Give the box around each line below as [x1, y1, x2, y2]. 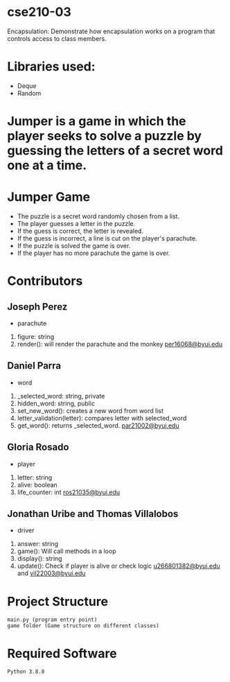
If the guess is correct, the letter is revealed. [17, 227, 144, 235]
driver [17, 526, 35, 534]
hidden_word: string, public [17, 399, 96, 408]
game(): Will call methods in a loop [17, 547, 116, 555]
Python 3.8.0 [7, 668, 45, 676]
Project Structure [7, 593, 109, 609]
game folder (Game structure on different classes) [7, 622, 159, 629]
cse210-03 [7, 4, 71, 20]
